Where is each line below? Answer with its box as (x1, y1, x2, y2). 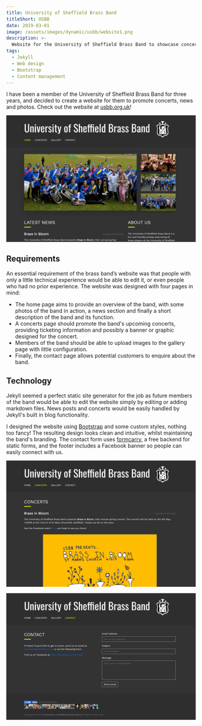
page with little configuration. (14, 346, 88, 353)
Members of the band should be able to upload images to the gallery (14, 339, 185, 346)
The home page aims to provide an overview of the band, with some (14, 300, 185, 308)
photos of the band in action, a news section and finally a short (14, 307, 171, 314)
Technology (6, 376, 52, 386)
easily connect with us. (6, 448, 64, 455)
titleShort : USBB (6, 16, 50, 22)
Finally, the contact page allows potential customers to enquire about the (14, 352, 195, 359)
